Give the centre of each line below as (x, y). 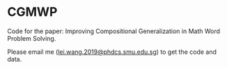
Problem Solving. (32, 38)
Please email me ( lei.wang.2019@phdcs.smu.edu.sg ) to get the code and (112, 52)
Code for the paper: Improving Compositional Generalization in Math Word (114, 31)
